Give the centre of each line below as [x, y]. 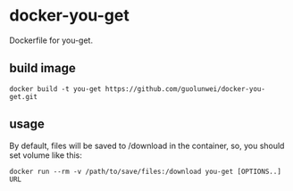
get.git [24, 96]
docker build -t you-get [55, 89]
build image [42, 68]
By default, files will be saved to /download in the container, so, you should [147, 145]
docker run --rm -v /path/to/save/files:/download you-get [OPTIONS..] [145, 171]
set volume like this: [46, 155]
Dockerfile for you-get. [51, 40]
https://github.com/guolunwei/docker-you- [185, 89]
